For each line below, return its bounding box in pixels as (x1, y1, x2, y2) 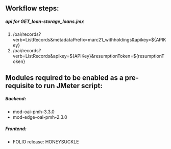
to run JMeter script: (35, 81, 103, 90)
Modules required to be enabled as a (5, 73, 124, 82)
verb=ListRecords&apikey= (12, 53, 70, 59)
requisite (5, 81, 34, 90)
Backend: (5, 96, 27, 102)
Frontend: (5, 125, 27, 132)
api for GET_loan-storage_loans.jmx (5, 18, 84, 25)
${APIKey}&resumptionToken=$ (69, 53, 136, 59)
